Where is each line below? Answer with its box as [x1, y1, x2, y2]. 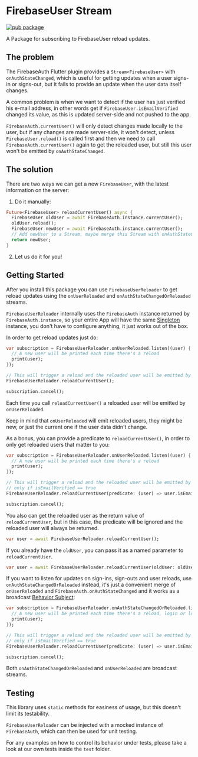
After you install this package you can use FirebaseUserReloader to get [6, 285, 178, 293]
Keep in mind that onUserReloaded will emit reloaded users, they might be [6, 417, 183, 424]
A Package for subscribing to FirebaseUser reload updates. [6, 35, 150, 42]
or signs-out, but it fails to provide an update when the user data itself [11, 80, 181, 87]
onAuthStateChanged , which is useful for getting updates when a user [6, 74, 173, 81]
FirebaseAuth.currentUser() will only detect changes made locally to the [6, 122, 183, 129]
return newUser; [11, 236, 51, 243]
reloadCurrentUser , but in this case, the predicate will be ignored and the [6, 518, 183, 525]
